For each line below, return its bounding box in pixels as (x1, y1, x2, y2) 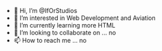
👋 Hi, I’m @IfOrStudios (13, 7, 78, 14)
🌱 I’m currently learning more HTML (13, 21, 116, 29)
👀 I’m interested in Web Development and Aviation (13, 14, 156, 22)
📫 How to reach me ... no (13, 37, 88, 44)
